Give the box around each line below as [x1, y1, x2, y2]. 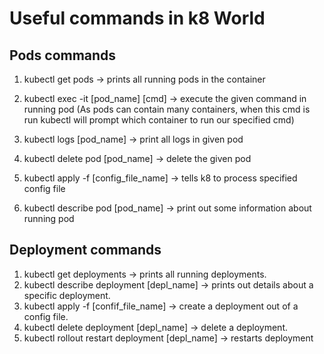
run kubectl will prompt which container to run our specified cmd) [23, 114, 295, 126]
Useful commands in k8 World [9, 7, 266, 30]
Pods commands [9, 47, 117, 64]
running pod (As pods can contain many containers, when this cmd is [23, 103, 311, 115]
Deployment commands [9, 242, 162, 259]
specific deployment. [23, 289, 111, 301]
